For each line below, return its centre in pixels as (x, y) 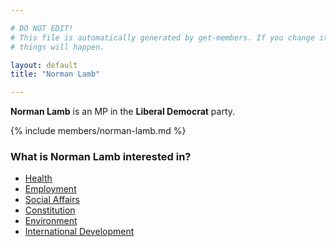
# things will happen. (57, 47)
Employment (50, 189)
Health (38, 178)
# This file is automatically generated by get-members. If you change (162, 37)
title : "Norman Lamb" (55, 74)
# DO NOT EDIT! (42, 28)
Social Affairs (52, 200)
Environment (51, 221)
